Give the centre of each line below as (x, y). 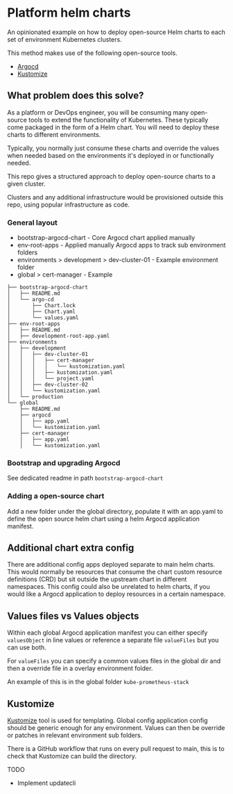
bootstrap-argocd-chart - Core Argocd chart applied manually (106, 238)
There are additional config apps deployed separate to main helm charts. (111, 565)
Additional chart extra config (71, 548)
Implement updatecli (46, 783)
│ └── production (35, 397)
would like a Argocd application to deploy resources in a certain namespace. (116, 594)
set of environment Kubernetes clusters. (65, 39)
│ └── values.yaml (43, 318)
